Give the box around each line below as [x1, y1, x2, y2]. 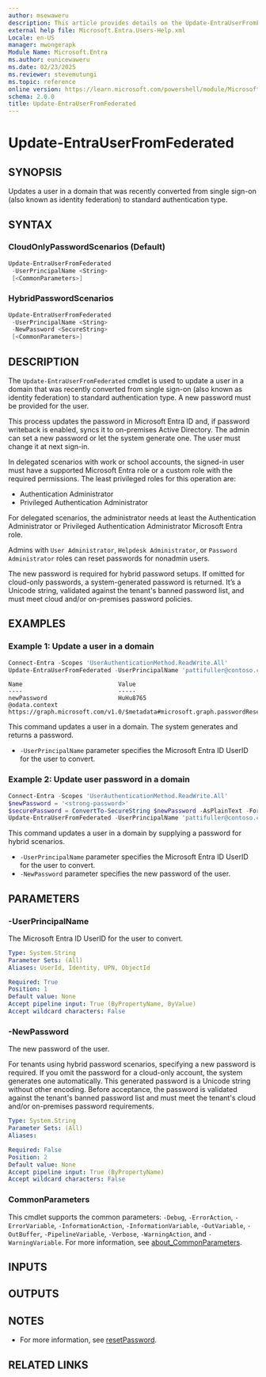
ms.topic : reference [8, 78, 77, 86]
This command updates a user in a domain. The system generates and [8, 722, 238, 732]
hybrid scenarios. [8, 837, 66, 846]
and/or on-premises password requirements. [8, 1101, 154, 1111]
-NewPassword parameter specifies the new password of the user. [19, 869, 231, 879]
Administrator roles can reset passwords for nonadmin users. [8, 553, 210, 563]
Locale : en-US [8, 33, 55, 42]
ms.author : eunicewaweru [8, 56, 90, 64]
